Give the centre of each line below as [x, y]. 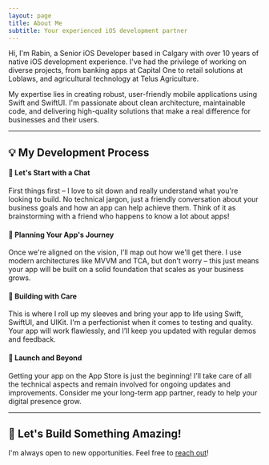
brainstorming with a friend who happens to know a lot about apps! [119, 216]
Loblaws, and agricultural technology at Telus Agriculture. [104, 79]
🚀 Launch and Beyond [45, 358]
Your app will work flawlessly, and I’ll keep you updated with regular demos [132, 331]
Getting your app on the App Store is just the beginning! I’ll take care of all [130, 375]
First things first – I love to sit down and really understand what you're [123, 190]
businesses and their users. [54, 120]
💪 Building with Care [43, 296]
